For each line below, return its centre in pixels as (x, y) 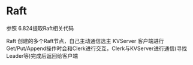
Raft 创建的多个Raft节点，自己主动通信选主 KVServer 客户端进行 (85, 41)
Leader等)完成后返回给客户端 (42, 55)
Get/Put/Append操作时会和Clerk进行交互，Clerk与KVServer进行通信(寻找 (97, 48)
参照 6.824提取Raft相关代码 (40, 28)
